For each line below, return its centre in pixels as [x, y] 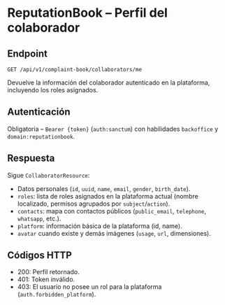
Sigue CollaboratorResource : [49, 175]
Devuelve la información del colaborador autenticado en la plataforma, [109, 83]
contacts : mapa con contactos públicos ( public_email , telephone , [112, 211]
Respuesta [31, 158]
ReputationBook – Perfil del [87, 13]
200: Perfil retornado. [49, 272]
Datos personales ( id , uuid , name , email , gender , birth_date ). [104, 189]
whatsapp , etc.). [39, 218]
